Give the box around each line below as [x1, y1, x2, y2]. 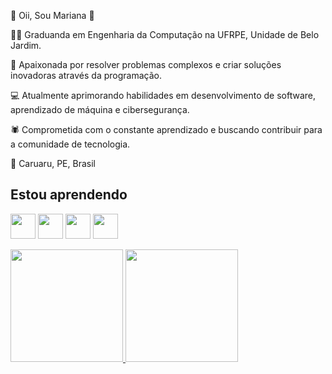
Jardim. [10, 40, 42, 51]
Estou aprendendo [10, 186, 128, 204]
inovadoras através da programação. [10, 70, 162, 81]
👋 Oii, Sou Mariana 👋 [10, 10, 95, 21]
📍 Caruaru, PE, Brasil [10, 158, 96, 169]
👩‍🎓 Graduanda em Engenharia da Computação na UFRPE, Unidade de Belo [10, 29, 320, 40]
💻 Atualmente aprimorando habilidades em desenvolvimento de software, [10, 90, 317, 101]
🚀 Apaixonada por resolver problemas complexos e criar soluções [10, 59, 282, 70]
